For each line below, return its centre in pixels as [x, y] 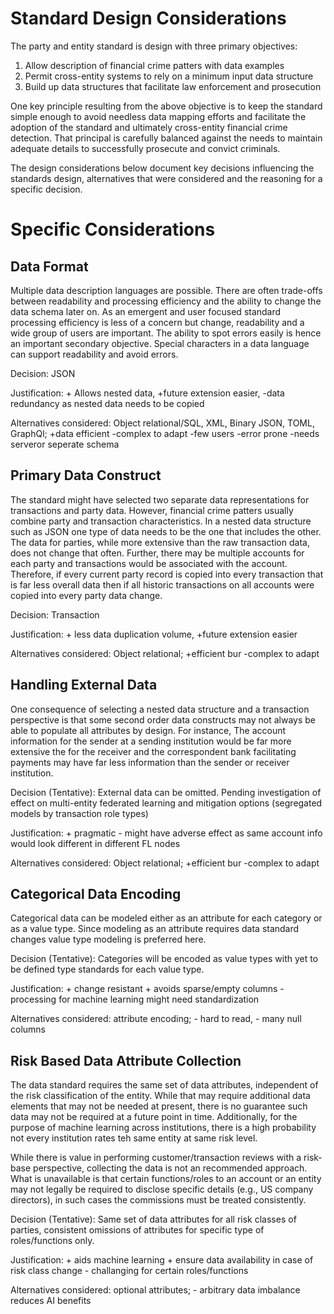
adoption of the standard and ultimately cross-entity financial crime [149, 127]
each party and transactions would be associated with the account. [149, 563]
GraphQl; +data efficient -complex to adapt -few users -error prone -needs [165, 433]
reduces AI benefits [51, 1301]
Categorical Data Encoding [96, 893]
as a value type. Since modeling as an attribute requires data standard [155, 929]
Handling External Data [84, 685]
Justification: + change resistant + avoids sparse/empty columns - [147, 989]
